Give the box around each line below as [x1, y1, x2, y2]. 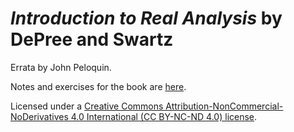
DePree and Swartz [10, 28, 174, 51]
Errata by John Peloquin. [10, 61, 112, 73]
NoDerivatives [10, 110, 69, 122]
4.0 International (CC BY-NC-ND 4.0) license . [70, 110, 258, 122]
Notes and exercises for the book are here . [10, 80, 187, 92]
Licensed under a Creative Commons [10, 100, 164, 112]
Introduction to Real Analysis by [10, 7, 283, 30]
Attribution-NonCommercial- [165, 100, 284, 112]
